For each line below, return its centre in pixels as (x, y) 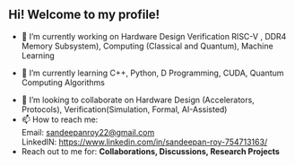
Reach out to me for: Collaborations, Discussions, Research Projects (150, 151)
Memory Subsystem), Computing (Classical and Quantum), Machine (147, 46)
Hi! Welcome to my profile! (84, 15)
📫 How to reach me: (60, 119)
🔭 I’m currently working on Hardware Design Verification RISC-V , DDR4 (154, 36)
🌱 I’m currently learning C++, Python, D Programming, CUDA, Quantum (152, 73)
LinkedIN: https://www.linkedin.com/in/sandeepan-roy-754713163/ (144, 142)
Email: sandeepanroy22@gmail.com (88, 132)
